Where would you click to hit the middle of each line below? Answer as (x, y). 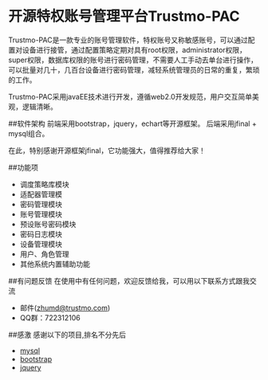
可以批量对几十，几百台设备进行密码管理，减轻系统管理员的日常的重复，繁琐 (134, 69)
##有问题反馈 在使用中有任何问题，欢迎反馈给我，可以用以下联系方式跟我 (129, 280)
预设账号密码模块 (48, 224)
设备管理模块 (41, 244)
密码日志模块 (41, 234)
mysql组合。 (29, 133)
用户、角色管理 (44, 254)
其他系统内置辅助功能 (55, 264)
